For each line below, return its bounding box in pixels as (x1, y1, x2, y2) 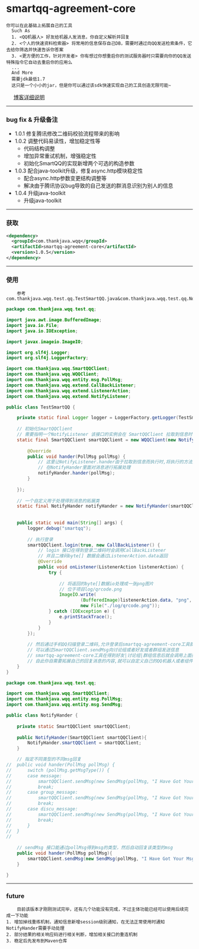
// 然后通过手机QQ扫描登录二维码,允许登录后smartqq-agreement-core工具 (27, 642, 190, 648)
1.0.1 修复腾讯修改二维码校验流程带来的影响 (14, 130, 120, 137)
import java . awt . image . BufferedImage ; (6, 317, 102, 323)
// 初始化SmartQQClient (17, 426, 73, 432)
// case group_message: (6, 790, 78, 796)
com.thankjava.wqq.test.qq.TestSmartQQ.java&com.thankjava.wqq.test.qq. (6, 296, 190, 302)
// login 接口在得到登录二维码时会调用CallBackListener (37, 548, 166, 554)
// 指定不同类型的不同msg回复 (17, 756, 82, 762)
